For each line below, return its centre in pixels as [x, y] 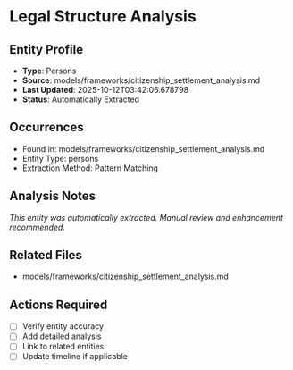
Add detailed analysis [62, 336]
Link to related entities [63, 347]
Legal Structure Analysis [103, 17]
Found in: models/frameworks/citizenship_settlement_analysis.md [143, 148]
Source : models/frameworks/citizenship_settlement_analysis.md [141, 80]
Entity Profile [46, 50]
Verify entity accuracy [63, 326]
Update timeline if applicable [75, 357]
